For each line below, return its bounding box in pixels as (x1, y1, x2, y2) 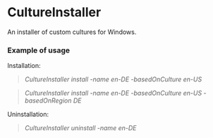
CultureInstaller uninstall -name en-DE (24, 124, 137, 132)
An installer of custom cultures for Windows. (7, 28, 137, 36)
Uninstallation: (7, 110, 49, 119)
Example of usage (7, 45, 71, 55)
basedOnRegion (24, 96, 72, 105)
